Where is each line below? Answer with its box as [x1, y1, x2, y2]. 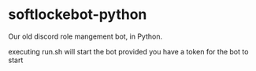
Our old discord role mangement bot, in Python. [8, 32, 163, 41]
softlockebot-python [8, 6, 147, 24]
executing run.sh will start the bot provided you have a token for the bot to [8, 47, 249, 56]
